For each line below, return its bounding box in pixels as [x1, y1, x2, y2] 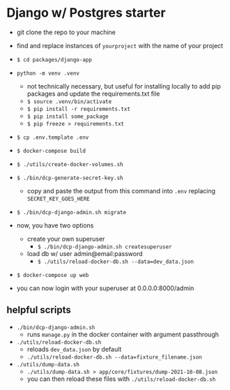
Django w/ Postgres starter [6, 5, 166, 21]
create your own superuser [26, 234, 105, 243]
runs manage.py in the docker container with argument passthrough [26, 330, 219, 338]
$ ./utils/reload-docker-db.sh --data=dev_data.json [37, 258, 194, 265]
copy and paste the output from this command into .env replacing [26, 186, 216, 195]
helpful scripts [6, 304, 71, 316]
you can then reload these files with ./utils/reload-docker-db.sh [26, 375, 216, 383]
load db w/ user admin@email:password [26, 249, 143, 257]
